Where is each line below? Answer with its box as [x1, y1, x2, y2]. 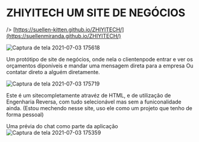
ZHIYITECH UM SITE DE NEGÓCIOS [6, 6, 186, 20]
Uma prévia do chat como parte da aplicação [6, 122, 119, 129]
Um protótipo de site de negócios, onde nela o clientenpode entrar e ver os [6, 55, 193, 63]
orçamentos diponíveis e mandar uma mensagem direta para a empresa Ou [6, 62, 194, 69]
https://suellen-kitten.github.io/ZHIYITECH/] [14, 26, 124, 33]
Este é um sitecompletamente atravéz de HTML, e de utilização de [6, 91, 171, 99]
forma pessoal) [6, 111, 44, 118]
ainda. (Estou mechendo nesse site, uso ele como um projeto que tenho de [6, 104, 193, 111]
